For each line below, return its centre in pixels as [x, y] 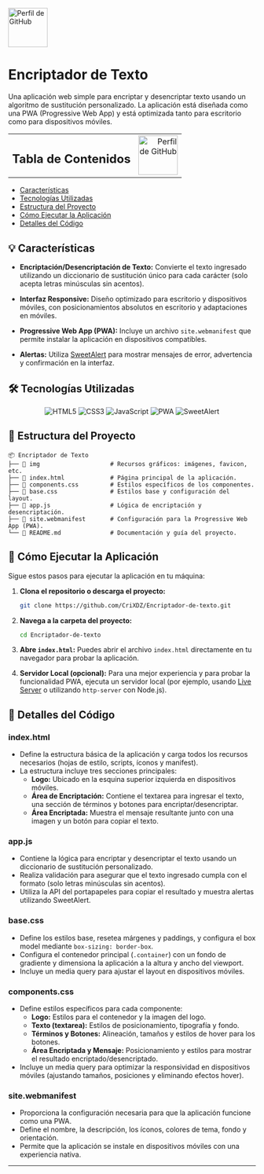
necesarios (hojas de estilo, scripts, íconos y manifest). [109, 763]
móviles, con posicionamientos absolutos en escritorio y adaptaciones [133, 307]
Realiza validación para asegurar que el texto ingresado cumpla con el [133, 875]
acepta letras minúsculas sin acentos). [82, 284]
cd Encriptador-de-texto [60, 635]
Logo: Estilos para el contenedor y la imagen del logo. [119, 1017]
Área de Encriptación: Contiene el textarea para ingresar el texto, [137, 796]
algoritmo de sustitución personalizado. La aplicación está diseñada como [128, 105]
